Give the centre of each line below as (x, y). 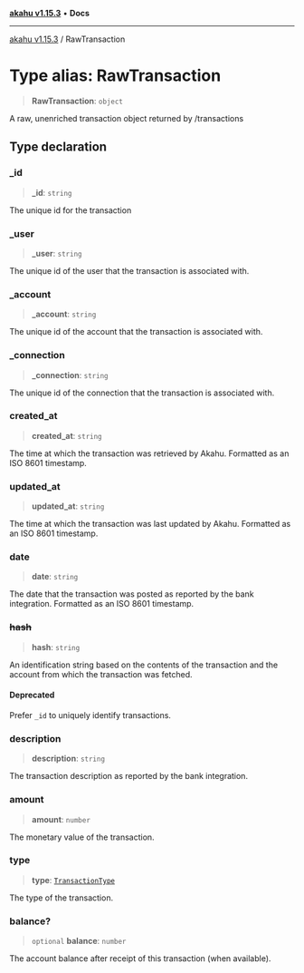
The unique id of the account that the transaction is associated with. (136, 332)
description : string (68, 759)
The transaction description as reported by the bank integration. (129, 776)
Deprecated (32, 695)
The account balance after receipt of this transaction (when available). (140, 958)
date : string (55, 577)
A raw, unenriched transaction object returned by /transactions (127, 118)
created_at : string (66, 435)
